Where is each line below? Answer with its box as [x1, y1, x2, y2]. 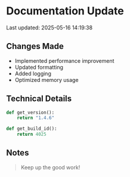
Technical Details [6, 94, 72, 104]
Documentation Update [6, 4, 124, 18]
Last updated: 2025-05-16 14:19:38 [6, 24, 93, 31]
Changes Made [6, 41, 64, 51]
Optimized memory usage [14, 76, 79, 83]
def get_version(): [6, 109, 55, 115]
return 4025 [17, 132, 47, 138]
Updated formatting [14, 63, 64, 71]
